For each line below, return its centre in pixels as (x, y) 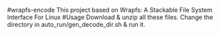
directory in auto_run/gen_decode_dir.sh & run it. (76, 24)
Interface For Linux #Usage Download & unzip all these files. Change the (110, 17)
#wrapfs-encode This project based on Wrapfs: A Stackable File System (110, 10)
